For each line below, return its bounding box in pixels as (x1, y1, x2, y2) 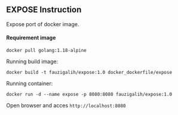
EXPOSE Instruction (6, 5, 82, 15)
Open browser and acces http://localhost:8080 (6, 102, 126, 109)
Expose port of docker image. (6, 20, 79, 27)
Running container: (6, 80, 53, 87)
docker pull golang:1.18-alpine (6, 48, 87, 54)
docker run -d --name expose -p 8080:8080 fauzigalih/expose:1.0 (6, 92, 172, 98)
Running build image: (6, 58, 59, 65)
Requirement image (6, 34, 56, 41)
